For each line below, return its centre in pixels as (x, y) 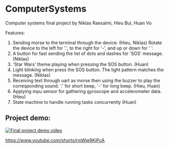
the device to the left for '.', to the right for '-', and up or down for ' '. (83, 48)
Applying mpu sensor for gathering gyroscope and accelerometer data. (87, 91)
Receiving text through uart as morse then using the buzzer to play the (86, 80)
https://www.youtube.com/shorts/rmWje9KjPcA (55, 140)
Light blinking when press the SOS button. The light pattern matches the (88, 70)
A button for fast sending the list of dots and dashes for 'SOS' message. (88, 53)
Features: (15, 33)
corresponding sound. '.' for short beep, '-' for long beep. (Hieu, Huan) (86, 86)
